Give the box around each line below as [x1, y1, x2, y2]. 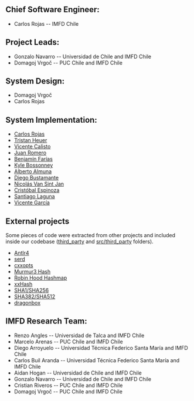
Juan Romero [13, 149, 47, 156]
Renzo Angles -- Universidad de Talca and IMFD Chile [13, 332, 145, 339]
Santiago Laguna [13, 193, 55, 200]
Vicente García [13, 199, 50, 206]
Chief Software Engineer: [5, 5, 100, 15]
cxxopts [13, 262, 33, 269]
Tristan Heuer [13, 137, 47, 144]
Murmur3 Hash [13, 268, 51, 275]
